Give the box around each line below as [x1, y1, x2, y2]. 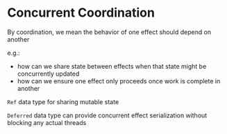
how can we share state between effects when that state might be [17, 62, 207, 70]
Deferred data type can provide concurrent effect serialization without [7, 111, 208, 119]
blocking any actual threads [7, 118, 87, 126]
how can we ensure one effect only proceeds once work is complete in [17, 76, 221, 85]
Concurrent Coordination [7, 5, 155, 21]
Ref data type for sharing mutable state [7, 97, 119, 106]
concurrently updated [17, 69, 80, 78]
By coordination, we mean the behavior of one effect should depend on [7, 28, 212, 36]
